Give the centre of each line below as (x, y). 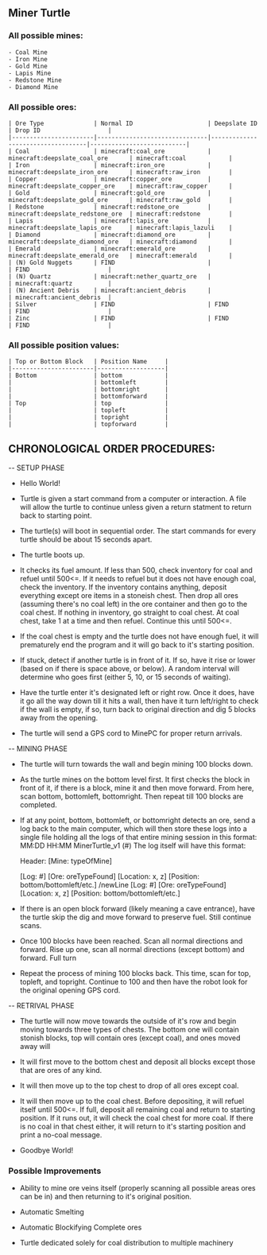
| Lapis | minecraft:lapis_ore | (110, 221)
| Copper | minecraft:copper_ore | (110, 179)
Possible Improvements (55, 1171)
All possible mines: (46, 36)
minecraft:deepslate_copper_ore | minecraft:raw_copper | (120, 186)
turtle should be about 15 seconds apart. (86, 539)
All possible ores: (43, 107)
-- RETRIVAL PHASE (41, 1006)
